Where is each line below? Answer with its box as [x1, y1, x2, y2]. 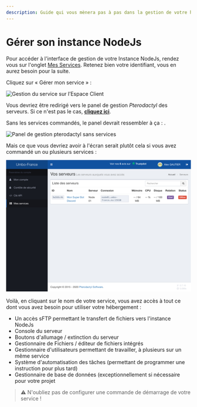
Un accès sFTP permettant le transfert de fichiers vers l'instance [14, 315, 171, 322]
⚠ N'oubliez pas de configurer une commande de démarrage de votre [20, 388, 191, 396]
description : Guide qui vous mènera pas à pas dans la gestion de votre [6, 9, 188, 15]
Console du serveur [14, 327, 63, 334]
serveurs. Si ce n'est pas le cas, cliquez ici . [6, 107, 111, 115]
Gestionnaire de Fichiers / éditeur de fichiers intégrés [14, 339, 144, 347]
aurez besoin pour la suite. [6, 68, 70, 75]
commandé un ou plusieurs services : [6, 148, 97, 155]
